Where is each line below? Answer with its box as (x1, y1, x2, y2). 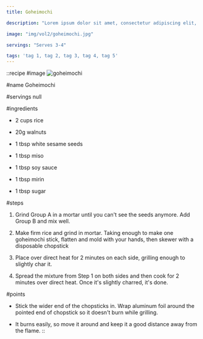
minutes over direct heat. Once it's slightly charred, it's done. (15, 279, 168, 286)
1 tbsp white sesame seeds (15, 141, 83, 148)
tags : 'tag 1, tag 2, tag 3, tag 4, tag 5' (6, 53, 119, 59)
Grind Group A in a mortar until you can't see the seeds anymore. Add (15, 211, 190, 218)
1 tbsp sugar (15, 187, 46, 195)
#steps (6, 199, 24, 207)
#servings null (6, 93, 42, 100)
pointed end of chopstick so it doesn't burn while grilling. (15, 309, 158, 316)
